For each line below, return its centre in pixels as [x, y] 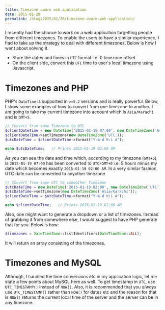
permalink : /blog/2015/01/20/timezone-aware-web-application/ [70, 19]
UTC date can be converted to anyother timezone [55, 173]
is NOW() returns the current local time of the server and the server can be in [82, 297]
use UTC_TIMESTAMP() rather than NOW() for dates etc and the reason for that [81, 292]
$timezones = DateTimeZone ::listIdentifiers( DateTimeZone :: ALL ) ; [73, 234]
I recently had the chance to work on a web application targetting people [79, 33]
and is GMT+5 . [18, 117]
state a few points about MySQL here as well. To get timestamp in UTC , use [80, 282]
